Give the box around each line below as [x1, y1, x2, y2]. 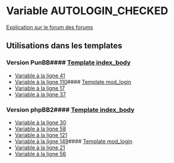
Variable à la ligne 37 [14, 90, 67, 98]
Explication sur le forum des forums [6, 24, 93, 31]
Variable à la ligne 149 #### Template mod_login [14, 138, 132, 145]
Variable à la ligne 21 [14, 144, 65, 151]
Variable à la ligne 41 [14, 72, 65, 79]
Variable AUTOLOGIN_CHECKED [6, 4, 168, 18]
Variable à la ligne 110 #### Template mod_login [14, 78, 132, 85]
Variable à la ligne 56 [14, 150, 67, 157]
